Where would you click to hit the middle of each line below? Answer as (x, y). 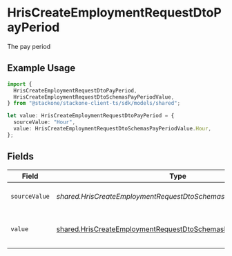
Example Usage (41, 68)
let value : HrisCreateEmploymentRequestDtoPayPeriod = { (91, 116)
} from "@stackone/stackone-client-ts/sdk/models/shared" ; (94, 104)
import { (20, 84)
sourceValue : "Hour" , (45, 122)
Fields (21, 157)
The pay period (29, 46)
